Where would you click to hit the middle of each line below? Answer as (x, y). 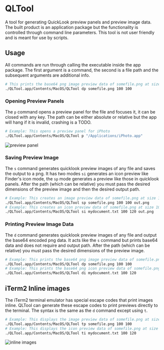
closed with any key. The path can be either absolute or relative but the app (81, 117)
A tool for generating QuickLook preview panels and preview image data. (78, 22)
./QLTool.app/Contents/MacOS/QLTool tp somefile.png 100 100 (69, 324)
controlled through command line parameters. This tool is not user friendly (80, 32)
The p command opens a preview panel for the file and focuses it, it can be (80, 112)
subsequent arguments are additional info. (48, 75)
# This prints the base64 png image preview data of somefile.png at (77, 84)
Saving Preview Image (32, 158)
